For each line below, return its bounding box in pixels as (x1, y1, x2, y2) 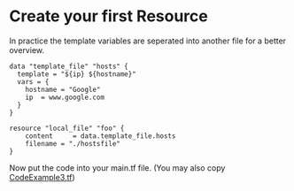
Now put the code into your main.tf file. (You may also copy (9, 162, 226, 173)
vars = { (17, 77, 50, 86)
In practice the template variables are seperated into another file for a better (9, 35, 286, 46)
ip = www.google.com (25, 93, 104, 102)
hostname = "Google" (25, 85, 101, 94)
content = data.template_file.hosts (25, 131, 176, 141)
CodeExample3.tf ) (9, 172, 75, 182)
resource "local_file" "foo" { (9, 124, 125, 133)
